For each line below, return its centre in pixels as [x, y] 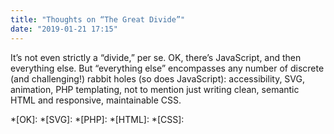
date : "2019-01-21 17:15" [64, 29]
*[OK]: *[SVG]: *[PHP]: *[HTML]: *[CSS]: [97, 119]
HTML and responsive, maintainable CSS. [96, 100]
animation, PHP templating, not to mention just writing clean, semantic [155, 89]
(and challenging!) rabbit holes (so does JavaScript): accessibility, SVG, [158, 78]
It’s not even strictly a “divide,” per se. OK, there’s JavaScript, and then [156, 57]
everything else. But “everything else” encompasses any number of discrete [167, 68]
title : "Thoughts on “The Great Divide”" [98, 19]
